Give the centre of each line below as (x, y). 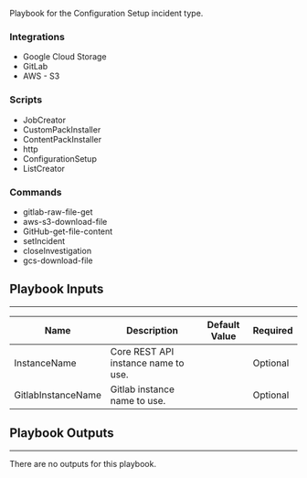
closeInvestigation (57, 250)
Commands (36, 192)
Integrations (37, 37)
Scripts (26, 100)
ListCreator (44, 168)
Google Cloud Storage (64, 57)
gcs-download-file (58, 260)
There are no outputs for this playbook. (83, 463)
